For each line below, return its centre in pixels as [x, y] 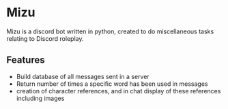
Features [26, 60]
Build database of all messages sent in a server [83, 76]
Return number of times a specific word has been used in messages [112, 84]
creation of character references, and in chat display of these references [118, 91]
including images [40, 98]
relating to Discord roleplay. [45, 38]
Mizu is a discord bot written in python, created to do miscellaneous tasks [110, 31]
